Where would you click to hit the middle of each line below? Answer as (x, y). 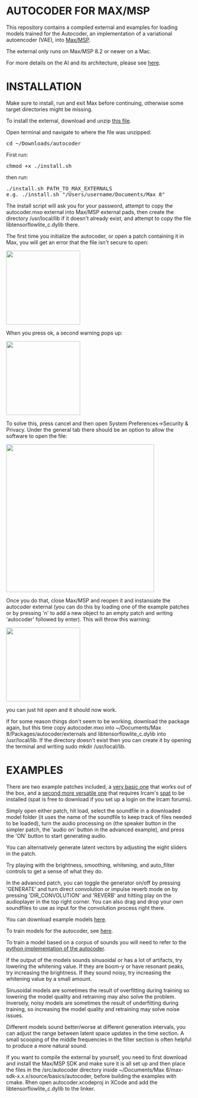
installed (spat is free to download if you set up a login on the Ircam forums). (99, 799)
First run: (17, 154)
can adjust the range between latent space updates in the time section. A (95, 1033)
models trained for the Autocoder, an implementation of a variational (89, 33)
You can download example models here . (56, 919)
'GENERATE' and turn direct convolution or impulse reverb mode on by (92, 889)
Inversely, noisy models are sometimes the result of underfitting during (92, 1003)
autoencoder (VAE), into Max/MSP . (48, 40)
